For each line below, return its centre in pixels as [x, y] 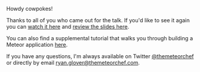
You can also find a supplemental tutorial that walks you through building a [100, 38]
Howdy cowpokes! [29, 9]
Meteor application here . [37, 45]
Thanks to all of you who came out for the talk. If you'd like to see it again [98, 20]
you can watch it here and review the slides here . [68, 27]
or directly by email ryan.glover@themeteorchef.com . [73, 63]
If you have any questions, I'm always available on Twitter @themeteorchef [100, 56]
